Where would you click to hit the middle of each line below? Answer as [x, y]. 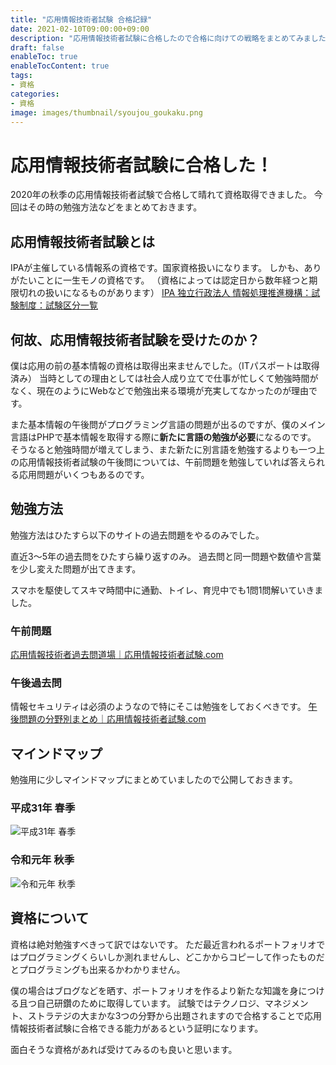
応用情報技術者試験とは [82, 241]
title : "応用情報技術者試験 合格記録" [81, 19]
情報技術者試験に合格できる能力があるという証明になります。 [137, 1028]
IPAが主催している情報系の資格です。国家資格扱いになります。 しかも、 [157, 268]
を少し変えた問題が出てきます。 [76, 568]
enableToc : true [44, 57]
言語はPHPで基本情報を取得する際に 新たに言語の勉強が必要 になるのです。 [163, 437]
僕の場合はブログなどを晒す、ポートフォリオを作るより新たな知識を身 [154, 990]
